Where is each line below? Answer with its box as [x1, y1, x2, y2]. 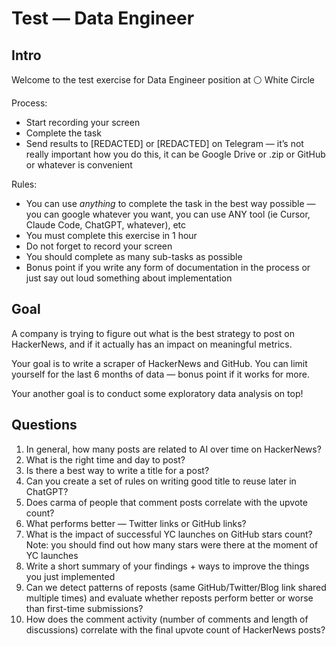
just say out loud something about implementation [25, 272, 233, 284]
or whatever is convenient [25, 159, 133, 171]
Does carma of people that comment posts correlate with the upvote [25, 496, 308, 508]
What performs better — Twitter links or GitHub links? [25, 517, 247, 529]
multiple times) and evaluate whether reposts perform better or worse [25, 592, 314, 604]
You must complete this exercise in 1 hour [25, 230, 198, 241]
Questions [11, 417, 78, 434]
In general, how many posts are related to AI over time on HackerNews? [25, 443, 322, 455]
